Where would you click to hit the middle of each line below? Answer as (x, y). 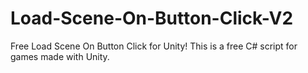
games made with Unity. (60, 56)
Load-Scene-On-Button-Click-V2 (152, 18)
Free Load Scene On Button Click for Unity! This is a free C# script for (154, 46)
